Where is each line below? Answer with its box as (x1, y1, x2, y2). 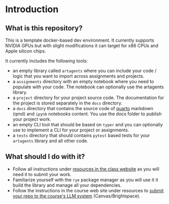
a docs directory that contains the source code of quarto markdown (12, 106, 154, 111)
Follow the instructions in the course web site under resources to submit (12, 187, 164, 193)
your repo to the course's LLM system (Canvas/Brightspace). (12, 193, 141, 199)
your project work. (12, 116, 52, 122)
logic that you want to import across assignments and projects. (12, 73, 145, 79)
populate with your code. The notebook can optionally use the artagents (12, 84, 164, 90)
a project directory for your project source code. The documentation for (12, 95, 164, 100)
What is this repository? (5, 24, 83, 32)
